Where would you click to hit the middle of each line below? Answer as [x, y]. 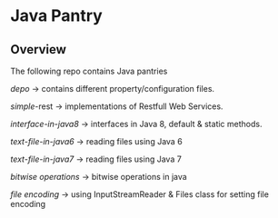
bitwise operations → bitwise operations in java [99, 177]
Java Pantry [56, 16]
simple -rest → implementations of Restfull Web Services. [117, 106]
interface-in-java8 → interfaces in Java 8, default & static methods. [136, 124]
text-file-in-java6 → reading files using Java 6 [96, 141]
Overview [39, 50]
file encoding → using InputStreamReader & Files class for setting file [139, 194]
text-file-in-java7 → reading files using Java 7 [96, 159]
